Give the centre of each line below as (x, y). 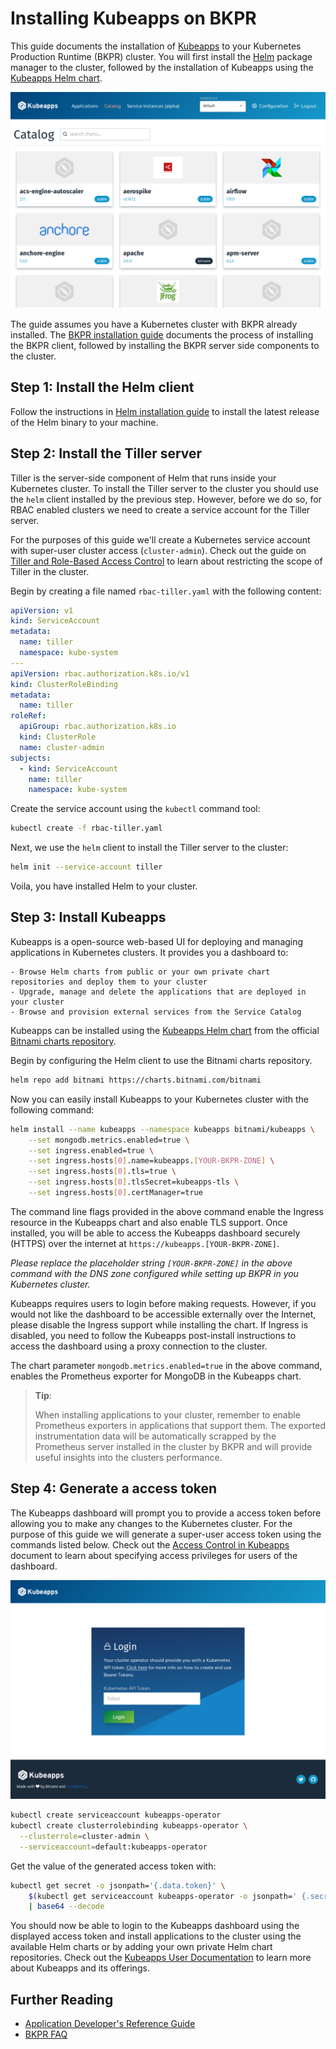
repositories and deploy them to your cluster (109, 982)
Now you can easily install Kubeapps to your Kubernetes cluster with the (159, 1099)
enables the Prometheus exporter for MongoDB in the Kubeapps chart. (156, 1376)
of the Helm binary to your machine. (84, 422)
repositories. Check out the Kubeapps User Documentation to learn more (161, 1958)
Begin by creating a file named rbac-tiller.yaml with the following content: (166, 591)
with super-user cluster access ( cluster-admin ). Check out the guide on (158, 550)
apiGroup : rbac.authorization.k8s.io (98, 727)
